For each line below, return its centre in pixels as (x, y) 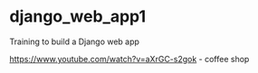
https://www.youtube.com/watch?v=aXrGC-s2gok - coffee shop (129, 59)
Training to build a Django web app (75, 41)
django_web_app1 (78, 17)
